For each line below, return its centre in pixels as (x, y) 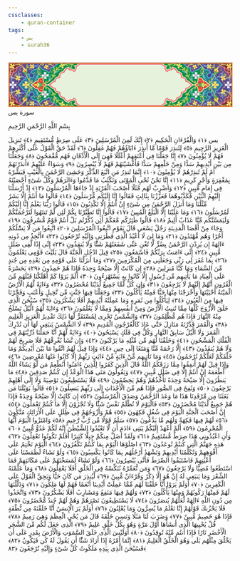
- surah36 (36, 45)
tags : (16, 30)
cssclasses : (26, 15)
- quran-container (48, 22)
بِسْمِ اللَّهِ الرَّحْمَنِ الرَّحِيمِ (39, 126)
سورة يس (21, 112)
